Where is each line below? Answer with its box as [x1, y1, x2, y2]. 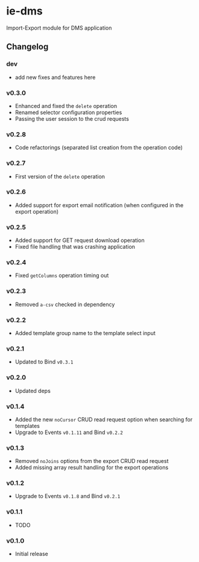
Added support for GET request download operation [14, 237, 145, 244]
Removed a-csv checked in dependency [14, 301, 115, 308]
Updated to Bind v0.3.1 [14, 358, 74, 366]
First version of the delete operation [14, 173, 106, 180]
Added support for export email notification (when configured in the [14, 201, 184, 209]
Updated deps [14, 387, 51, 394]
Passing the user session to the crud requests [14, 115, 130, 122]
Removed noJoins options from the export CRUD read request [14, 458, 169, 465]
